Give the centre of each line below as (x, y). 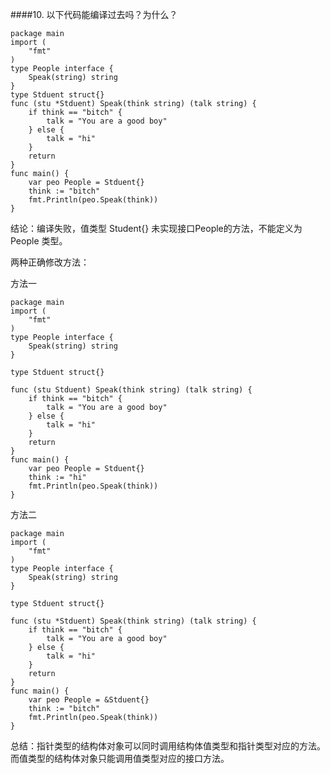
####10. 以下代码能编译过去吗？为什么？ (94, 14)
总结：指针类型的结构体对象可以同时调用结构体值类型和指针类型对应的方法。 (168, 746)
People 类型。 (39, 241)
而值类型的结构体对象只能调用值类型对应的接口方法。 (120, 758)
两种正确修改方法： (50, 262)
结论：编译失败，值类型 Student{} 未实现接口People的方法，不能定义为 (156, 228)
